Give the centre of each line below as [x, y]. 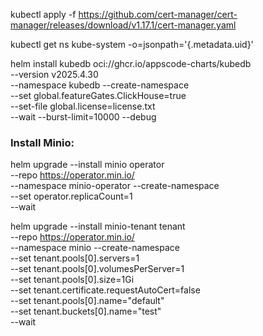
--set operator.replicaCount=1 [71, 196]
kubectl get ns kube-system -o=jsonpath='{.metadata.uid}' [132, 44]
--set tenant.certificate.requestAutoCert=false [105, 290]
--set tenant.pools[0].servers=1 [75, 258]
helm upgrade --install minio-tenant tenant [98, 226]
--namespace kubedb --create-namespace [100, 85]
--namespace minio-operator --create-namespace [115, 186]
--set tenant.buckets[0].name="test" [86, 311]
